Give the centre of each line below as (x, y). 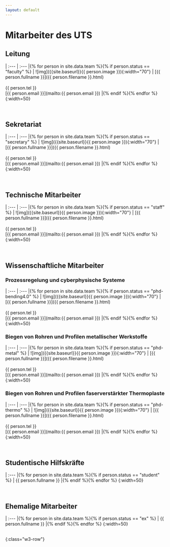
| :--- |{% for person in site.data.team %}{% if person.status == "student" (82, 475)
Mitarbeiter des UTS (49, 35)
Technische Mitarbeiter (43, 195)
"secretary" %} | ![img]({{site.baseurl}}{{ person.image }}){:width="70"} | (82, 142)
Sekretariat (23, 124)
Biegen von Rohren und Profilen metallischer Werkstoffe (76, 336)
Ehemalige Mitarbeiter (41, 506)
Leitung (18, 54)
